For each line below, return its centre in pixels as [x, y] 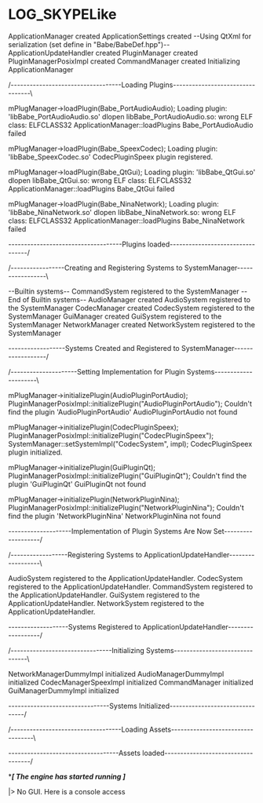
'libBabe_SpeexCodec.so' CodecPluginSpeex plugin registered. [111, 157]
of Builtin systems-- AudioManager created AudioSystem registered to [137, 299]
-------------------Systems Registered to [75, 626]
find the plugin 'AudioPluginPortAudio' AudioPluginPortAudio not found [123, 412]
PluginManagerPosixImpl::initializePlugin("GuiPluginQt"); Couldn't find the [128, 476]
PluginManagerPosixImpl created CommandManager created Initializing [124, 61]
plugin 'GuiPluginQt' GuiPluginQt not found [77, 484]
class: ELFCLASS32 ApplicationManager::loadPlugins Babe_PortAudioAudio [131, 125]
